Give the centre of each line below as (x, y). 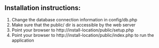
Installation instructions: (43, 8)
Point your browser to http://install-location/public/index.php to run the (83, 35)
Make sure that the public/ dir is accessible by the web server (74, 25)
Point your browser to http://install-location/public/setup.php (73, 30)
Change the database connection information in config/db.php (74, 19)
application (23, 40)
